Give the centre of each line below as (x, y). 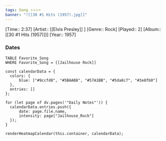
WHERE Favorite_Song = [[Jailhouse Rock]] (51, 62)
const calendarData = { (30, 72)
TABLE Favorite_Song (27, 58)
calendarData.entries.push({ (41, 107)
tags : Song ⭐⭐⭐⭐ (23, 10)
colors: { (20, 76)
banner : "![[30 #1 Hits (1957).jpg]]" (46, 15)
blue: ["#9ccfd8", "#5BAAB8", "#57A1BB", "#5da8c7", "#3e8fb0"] (88, 80)
